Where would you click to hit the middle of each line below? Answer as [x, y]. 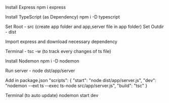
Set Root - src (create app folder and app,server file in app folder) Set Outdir [84, 26]
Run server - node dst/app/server [40, 70]
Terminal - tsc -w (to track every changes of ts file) [58, 51]
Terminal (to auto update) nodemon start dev [52, 95]
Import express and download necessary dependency [61, 41]
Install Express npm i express [36, 7]
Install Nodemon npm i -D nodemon [42, 61]
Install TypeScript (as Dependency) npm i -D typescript [63, 17]
